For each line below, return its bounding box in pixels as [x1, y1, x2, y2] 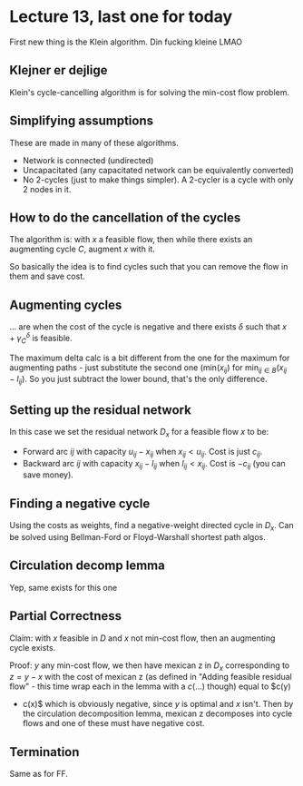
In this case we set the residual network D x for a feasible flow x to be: [9, 427, 269, 439]
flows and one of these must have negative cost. [22, 718, 205, 729]
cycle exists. [9, 642, 56, 653]
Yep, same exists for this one [9, 582, 118, 593]
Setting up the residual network [9, 402, 192, 418]
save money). [22, 469, 74, 480]
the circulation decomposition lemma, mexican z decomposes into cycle [22, 708, 293, 719]
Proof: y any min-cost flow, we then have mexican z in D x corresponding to [9, 660, 290, 673]
